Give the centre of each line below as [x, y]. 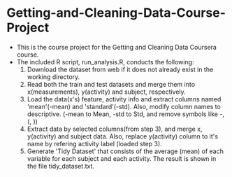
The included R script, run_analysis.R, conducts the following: [105, 62]
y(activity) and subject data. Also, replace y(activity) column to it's [122, 136]
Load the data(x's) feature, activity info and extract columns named [124, 99]
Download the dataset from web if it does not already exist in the [120, 69]
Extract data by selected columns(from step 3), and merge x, [115, 129]
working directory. [53, 77]
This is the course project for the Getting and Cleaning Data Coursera [117, 47]
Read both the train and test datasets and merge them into [111, 84]
